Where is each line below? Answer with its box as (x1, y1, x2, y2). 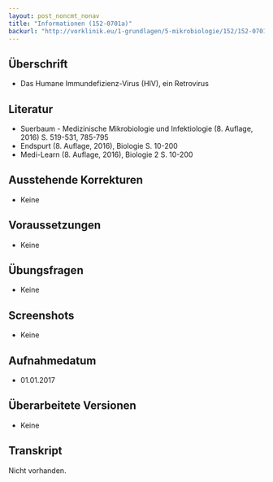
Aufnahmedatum (8, 354, 97, 367)
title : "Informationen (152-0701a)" (8, 20, 132, 28)
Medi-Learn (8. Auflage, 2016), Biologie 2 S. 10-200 (19, 150, 193, 159)
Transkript (8, 444, 63, 458)
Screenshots (8, 308, 75, 322)
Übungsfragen (8, 263, 84, 277)
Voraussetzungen (8, 219, 102, 232)
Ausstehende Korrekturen (8, 173, 144, 187)
